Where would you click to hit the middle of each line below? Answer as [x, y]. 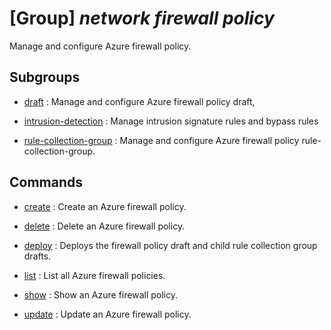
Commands [46, 182]
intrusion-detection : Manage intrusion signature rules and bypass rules [171, 121]
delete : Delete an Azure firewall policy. [104, 226]
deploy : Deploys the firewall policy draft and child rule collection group [170, 245]
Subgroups [45, 77]
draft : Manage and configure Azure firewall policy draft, [139, 101]
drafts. [37, 256]
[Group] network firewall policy [142, 18]
